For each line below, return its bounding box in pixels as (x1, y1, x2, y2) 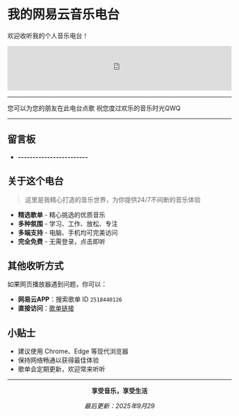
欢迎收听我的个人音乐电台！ (7, 31, 89, 40)
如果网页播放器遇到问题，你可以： (7, 280, 107, 289)
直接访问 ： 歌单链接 (17, 304, 75, 313)
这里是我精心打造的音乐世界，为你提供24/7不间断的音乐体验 (24, 195, 201, 203)
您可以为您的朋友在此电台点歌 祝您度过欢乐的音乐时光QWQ (7, 104, 181, 112)
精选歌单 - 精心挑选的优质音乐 (17, 210, 106, 219)
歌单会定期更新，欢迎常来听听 (17, 365, 105, 373)
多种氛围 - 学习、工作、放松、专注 (17, 219, 119, 228)
